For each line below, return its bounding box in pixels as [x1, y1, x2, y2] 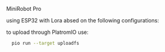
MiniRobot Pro [6, 5, 42, 12]
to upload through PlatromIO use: [6, 28, 89, 36]
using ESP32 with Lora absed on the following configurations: [6, 17, 160, 24]
